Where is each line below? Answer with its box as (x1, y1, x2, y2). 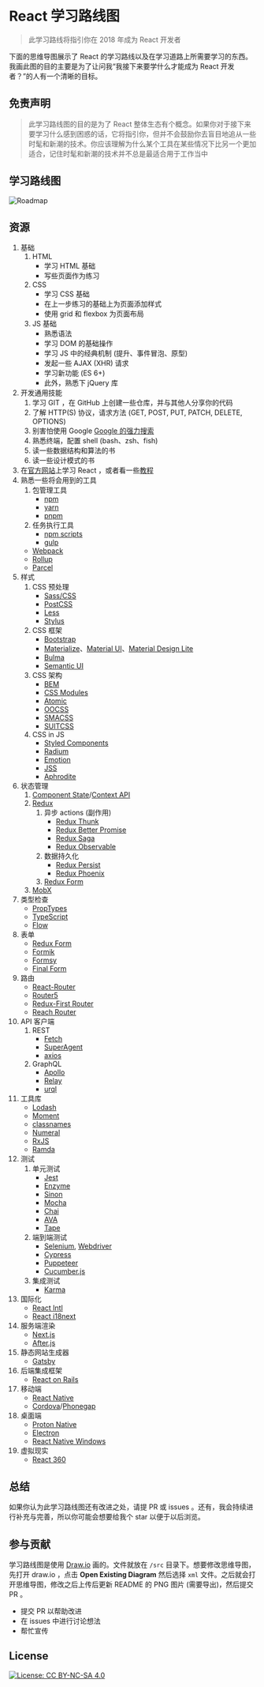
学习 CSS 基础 (43, 289, 90, 299)
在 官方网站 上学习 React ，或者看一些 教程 (20, 465, 154, 475)
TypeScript (32, 912, 69, 921)
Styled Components (43, 738, 109, 747)
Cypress (43, 1250, 72, 1260)
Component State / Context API (32, 790, 131, 800)
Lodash (32, 1103, 58, 1113)
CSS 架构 (32, 671, 62, 680)
